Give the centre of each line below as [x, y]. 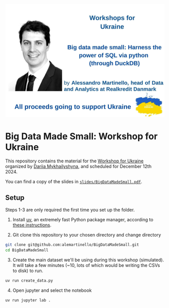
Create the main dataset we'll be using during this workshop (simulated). [88, 260]
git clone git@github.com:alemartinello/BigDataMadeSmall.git [72, 245]
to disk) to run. [28, 270]
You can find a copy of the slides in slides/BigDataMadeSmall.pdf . [74, 182]
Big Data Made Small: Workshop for [81, 136]
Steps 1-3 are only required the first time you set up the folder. [70, 210]
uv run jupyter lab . [28, 300]
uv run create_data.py [29, 281]
